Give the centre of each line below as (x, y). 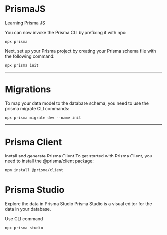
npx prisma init (22, 65)
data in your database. (28, 209)
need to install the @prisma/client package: (50, 161)
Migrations (28, 90)
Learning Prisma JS (25, 23)
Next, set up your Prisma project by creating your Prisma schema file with (81, 51)
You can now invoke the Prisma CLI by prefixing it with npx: (66, 32)
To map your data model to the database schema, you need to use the (77, 103)
